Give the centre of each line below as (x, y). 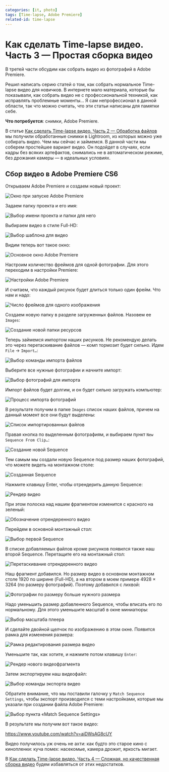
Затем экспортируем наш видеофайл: (46, 674)
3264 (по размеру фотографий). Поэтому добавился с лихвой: (73, 585)
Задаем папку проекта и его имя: (41, 206)
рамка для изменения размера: (40, 635)
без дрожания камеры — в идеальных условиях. (58, 158)
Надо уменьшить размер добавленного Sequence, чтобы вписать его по (84, 604)
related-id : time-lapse (30, 19)
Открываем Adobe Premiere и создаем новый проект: (63, 186)
